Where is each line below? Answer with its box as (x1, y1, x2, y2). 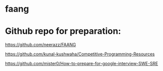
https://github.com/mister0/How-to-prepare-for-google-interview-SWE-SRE (5, 61, 158, 67)
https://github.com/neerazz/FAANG (5, 42, 76, 48)
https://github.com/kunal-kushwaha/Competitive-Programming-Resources (5, 51, 155, 57)
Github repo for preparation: (5, 26, 121, 37)
